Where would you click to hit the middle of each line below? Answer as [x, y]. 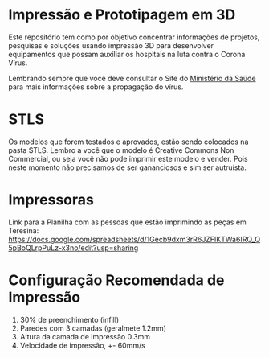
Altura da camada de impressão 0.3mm [85, 336]
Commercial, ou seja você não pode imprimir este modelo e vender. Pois [128, 158]
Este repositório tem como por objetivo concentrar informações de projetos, [134, 37]
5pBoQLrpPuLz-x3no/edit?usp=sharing [73, 248]
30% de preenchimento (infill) [69, 319]
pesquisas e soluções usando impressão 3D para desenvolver [111, 45]
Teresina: [24, 230]
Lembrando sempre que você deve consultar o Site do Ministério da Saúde [132, 78]
